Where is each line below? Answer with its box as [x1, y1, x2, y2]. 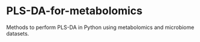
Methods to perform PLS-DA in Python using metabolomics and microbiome [6, 24, 195, 31]
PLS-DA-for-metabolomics [6, 4, 143, 18]
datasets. [6, 30, 29, 37]
